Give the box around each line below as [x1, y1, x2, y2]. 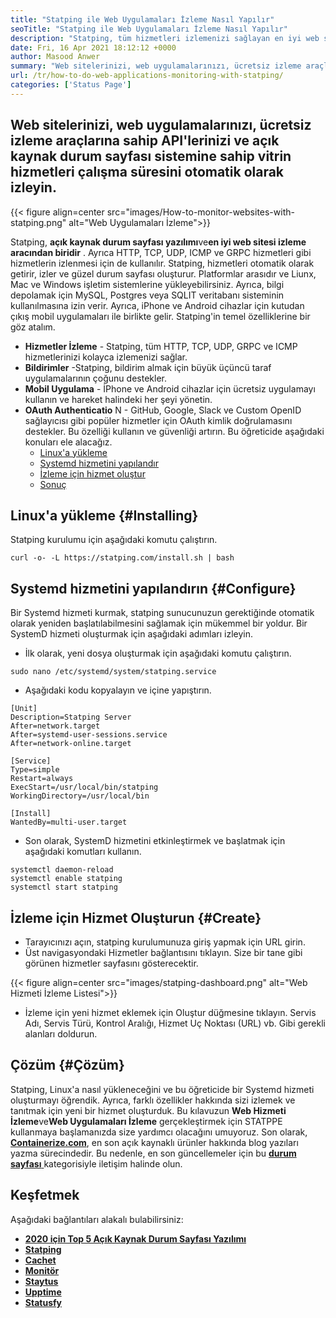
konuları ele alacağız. [24, 436, 113, 448]
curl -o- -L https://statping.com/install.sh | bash [10, 553, 235, 563]
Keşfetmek [10, 1187, 80, 1204]
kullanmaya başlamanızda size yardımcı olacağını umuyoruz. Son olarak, [10, 1126, 308, 1138]
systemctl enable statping [10, 874, 123, 884]
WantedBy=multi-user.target [10, 817, 128, 828]
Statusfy [24, 1296, 62, 1308]
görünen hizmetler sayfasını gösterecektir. [24, 957, 199, 969]
